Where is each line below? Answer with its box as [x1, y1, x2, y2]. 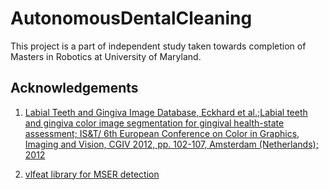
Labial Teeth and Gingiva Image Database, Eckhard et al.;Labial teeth [24, 106, 308, 118]
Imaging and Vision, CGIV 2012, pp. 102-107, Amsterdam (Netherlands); [24, 138, 319, 150]
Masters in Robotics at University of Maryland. [10, 50, 202, 62]
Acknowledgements [10, 80, 139, 97]
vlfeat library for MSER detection [24, 168, 160, 180]
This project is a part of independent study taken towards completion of [10, 40, 307, 52]
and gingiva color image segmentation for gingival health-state [24, 117, 285, 129]
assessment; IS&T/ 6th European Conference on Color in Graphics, [24, 127, 300, 139]
